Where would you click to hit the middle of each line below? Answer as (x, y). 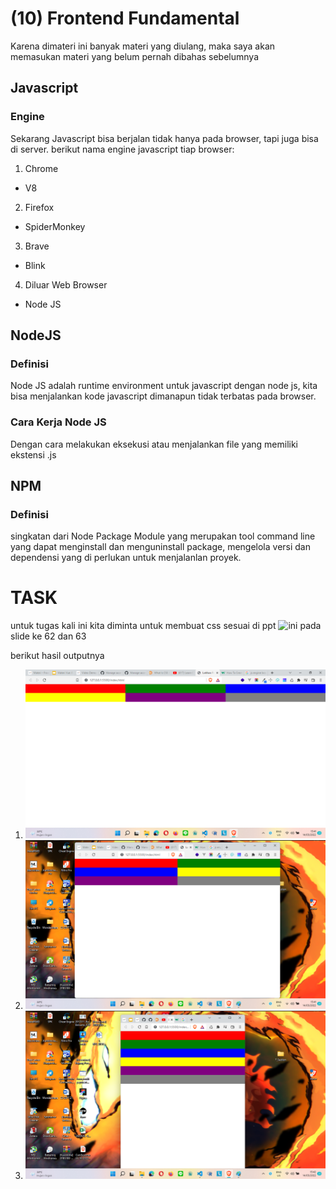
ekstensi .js (33, 454)
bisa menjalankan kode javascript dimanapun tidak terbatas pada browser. (163, 396)
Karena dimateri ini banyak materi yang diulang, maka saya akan (143, 46)
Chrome (41, 168)
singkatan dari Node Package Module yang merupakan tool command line (163, 536)
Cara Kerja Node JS (58, 422)
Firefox (39, 207)
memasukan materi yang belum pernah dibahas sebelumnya (135, 56)
